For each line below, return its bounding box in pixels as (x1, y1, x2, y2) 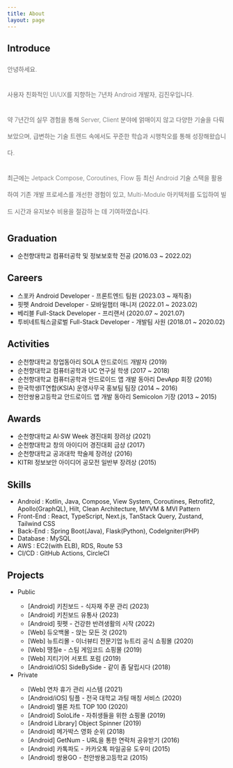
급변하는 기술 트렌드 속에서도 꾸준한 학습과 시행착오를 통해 (33, 131, 191, 140)
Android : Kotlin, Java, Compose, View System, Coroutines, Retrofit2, (17, 497, 216, 506)
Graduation (7, 232, 58, 244)
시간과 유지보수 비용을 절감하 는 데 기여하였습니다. (14, 207, 150, 216)
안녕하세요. (7, 65, 38, 74)
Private (17, 671, 38, 679)
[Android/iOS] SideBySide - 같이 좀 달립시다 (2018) (27, 663, 171, 671)
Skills (7, 479, 31, 490)
